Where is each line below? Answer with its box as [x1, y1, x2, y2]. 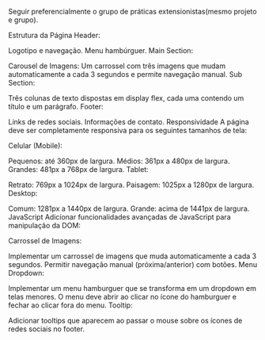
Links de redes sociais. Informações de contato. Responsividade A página [8, 117, 249, 126]
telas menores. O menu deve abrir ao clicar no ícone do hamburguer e [8, 292, 237, 301]
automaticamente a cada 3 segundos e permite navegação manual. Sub [8, 70, 243, 78]
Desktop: [8, 189, 38, 197]
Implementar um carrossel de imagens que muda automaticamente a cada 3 [8, 251, 257, 261]
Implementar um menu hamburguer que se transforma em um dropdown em [8, 284, 257, 292]
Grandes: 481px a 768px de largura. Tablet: [8, 165, 149, 174]
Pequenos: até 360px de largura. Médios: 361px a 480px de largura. [8, 156, 230, 166]
